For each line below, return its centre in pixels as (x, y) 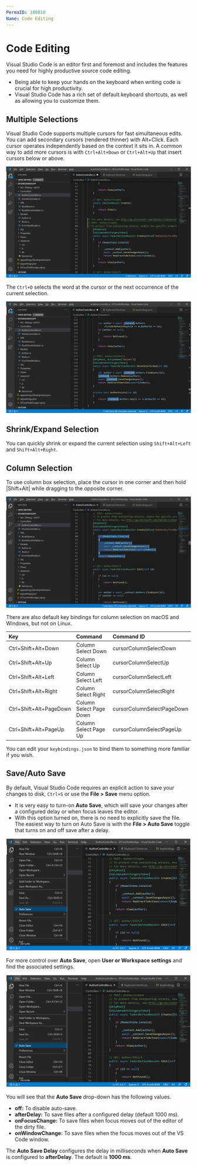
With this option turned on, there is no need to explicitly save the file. (98, 817)
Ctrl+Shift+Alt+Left (31, 677)
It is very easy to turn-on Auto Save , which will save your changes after (101, 805)
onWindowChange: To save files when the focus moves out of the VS (99, 1133)
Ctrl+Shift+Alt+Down (34, 648)
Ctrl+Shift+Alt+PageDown (40, 709)
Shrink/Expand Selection (52, 429)
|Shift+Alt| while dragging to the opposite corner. (65, 489)
